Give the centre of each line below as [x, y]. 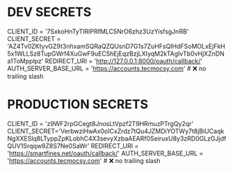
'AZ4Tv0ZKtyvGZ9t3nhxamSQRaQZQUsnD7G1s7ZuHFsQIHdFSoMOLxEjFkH [116, 46]
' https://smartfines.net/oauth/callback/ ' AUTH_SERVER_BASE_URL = [105, 153]
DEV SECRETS [49, 12]
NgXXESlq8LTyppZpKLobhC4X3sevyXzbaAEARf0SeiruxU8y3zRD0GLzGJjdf [117, 138]
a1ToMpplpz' [25, 61]
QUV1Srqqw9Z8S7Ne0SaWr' [48, 146]
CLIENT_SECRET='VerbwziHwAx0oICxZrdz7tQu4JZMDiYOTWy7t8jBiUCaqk [116, 131]
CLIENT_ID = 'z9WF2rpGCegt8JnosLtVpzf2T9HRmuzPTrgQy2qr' [100, 123]
